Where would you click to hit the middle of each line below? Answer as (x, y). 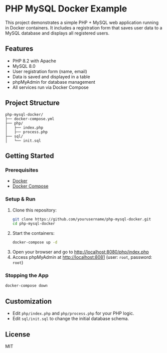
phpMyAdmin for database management (54, 82)
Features (19, 49)
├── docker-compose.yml (30, 119)
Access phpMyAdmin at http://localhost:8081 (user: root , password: (82, 257)
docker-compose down (27, 286)
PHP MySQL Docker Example (66, 9)
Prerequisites (22, 170)
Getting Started (30, 156)
